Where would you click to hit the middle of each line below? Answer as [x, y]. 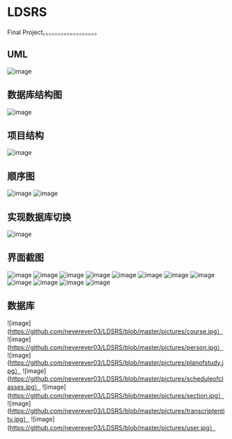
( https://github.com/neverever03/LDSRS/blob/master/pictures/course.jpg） [115, 331]
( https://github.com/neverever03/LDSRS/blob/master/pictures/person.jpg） [115, 347]
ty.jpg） [18, 419]
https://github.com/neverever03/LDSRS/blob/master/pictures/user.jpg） [113, 427]
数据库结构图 [35, 95]
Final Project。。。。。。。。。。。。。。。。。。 [54, 32]
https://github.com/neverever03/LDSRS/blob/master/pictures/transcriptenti [117, 411]
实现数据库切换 [39, 217]
